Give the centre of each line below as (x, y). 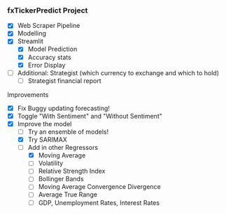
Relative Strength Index (72, 171)
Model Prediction (52, 49)
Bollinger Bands (61, 179)
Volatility (51, 163)
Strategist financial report (64, 81)
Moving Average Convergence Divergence (99, 187)
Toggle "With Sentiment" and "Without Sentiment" (90, 116)
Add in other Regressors (63, 148)
